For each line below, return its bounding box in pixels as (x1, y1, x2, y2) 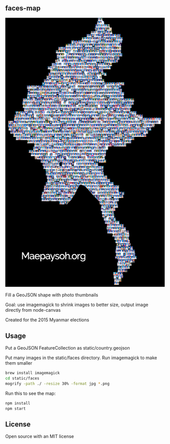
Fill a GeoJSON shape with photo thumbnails (5, 292, 99, 298)
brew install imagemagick (5, 371, 60, 376)
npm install (5, 401, 30, 406)
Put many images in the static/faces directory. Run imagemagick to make (5, 355, 157, 361)
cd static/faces (5, 376, 39, 381)
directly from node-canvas (5, 307, 61, 313)
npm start (5, 406, 26, 411)
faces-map (5, 4, 41, 13)
